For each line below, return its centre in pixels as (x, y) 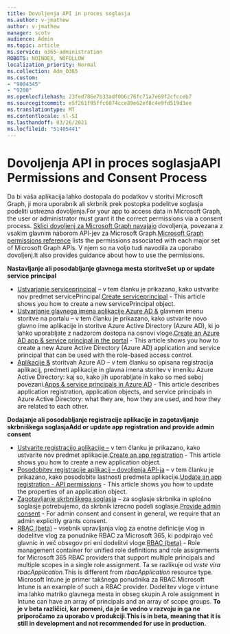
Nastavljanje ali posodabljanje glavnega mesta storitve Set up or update (111, 269)
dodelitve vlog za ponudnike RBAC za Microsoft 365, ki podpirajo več (115, 535)
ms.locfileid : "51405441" (44, 129)
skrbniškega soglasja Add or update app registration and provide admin (111, 427)
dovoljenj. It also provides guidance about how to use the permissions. (106, 255)
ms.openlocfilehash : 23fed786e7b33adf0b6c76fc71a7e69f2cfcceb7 (100, 97)
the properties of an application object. (72, 492)
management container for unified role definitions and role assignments (118, 550)
